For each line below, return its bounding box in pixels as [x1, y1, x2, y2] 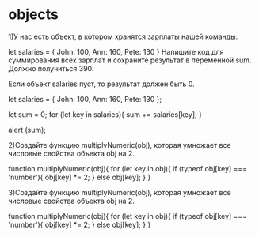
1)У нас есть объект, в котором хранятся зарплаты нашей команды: [8, 32, 238, 41]
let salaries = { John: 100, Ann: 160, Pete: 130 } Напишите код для [8, 47, 224, 56]
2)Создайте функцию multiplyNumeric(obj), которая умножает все [8, 140, 231, 149]
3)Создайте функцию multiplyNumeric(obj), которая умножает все [8, 187, 231, 197]
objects [8, 6, 59, 24]
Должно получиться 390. [8, 63, 94, 73]
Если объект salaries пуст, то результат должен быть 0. [8, 79, 196, 88]
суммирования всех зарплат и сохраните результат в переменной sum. [8, 55, 252, 65]
